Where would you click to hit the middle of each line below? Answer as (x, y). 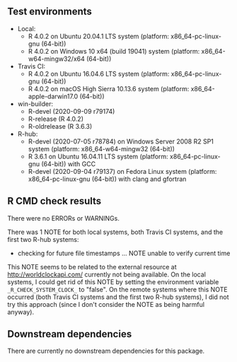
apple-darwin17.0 (53, 96)
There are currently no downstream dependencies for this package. (106, 351)
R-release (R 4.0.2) (56, 119)
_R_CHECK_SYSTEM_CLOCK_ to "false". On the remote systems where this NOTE (117, 289)
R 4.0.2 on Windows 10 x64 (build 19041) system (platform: (114, 51)
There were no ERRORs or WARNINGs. (64, 218)
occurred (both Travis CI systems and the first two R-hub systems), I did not (118, 297)
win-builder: (35, 104)
